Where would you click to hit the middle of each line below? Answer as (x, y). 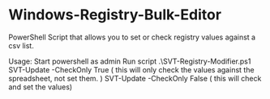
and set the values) (41, 87)
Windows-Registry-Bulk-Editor (115, 15)
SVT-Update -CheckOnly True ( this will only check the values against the (131, 69)
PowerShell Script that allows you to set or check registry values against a (132, 37)
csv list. (21, 45)
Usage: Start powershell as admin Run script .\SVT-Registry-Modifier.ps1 (130, 61)
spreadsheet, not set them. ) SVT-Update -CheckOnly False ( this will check (135, 78)
